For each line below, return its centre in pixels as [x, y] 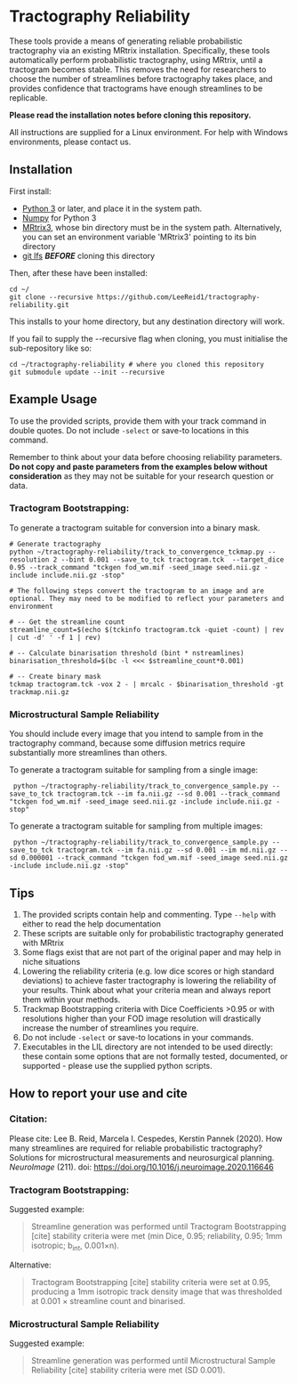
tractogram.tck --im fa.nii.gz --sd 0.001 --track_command [168, 794]
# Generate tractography [55, 544]
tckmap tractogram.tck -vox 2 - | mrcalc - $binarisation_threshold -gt [147, 684]
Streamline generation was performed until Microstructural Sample [153, 1361]
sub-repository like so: [50, 348]
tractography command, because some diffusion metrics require [128, 743]
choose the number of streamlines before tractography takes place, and [141, 78]
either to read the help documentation [92, 924]
